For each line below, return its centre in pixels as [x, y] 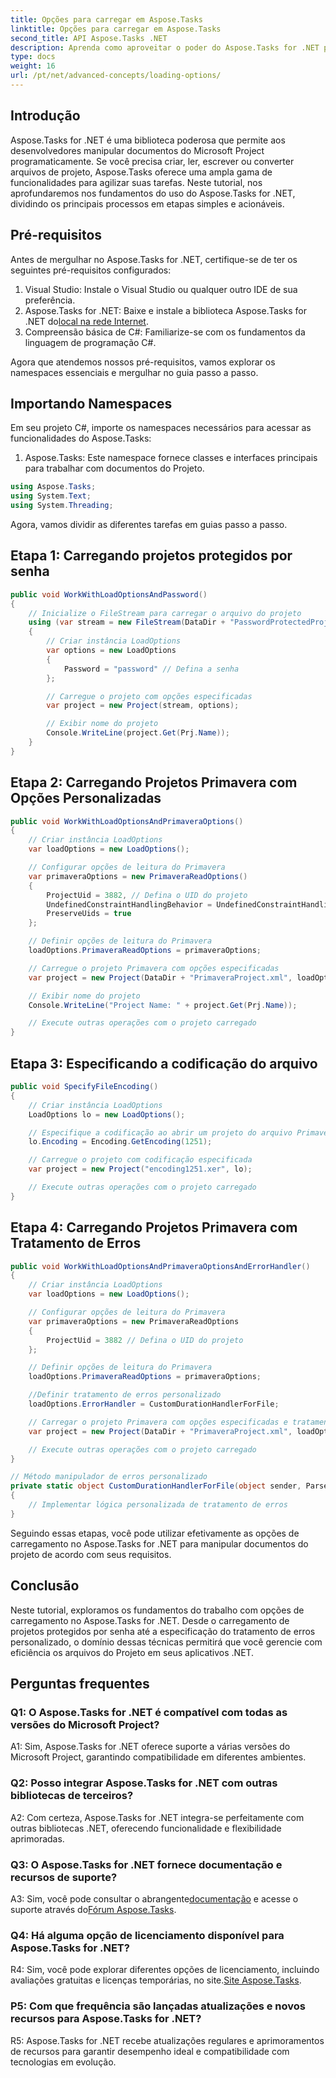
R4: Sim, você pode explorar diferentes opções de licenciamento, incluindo [165, 1970]
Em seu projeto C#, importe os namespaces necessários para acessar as [161, 428]
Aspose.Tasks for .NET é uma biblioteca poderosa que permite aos [148, 140]
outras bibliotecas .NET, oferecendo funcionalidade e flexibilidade [146, 1828]
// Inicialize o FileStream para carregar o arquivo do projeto [165, 613]
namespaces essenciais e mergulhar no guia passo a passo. [134, 372]
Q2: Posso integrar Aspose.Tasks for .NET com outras [144, 1783]
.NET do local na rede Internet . [86, 321]
